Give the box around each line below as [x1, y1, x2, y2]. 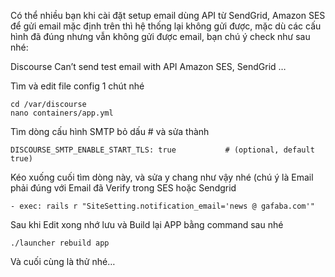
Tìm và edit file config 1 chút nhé [10, 80, 145, 92]
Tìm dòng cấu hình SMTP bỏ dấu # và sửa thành [10, 126, 210, 137]
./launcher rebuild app [10, 238, 110, 248]
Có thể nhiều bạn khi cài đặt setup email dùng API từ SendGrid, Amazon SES [10, 10, 326, 21]
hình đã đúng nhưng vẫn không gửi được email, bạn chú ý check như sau [10, 31, 311, 42]
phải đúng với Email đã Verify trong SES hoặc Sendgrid [10, 182, 237, 194]
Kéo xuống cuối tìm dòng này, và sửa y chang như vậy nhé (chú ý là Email [10, 171, 314, 183]
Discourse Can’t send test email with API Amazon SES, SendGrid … [10, 61, 287, 72]
